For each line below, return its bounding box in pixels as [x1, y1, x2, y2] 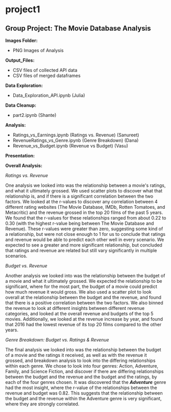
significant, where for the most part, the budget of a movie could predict [5, 283, 157, 289]
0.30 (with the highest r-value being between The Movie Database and [5, 221, 154, 226]
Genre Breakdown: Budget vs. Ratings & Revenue [5, 337, 109, 343]
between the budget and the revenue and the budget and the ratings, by [5, 374, 157, 380]
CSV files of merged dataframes [12, 72, 81, 79]
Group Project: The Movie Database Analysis [5, 24, 152, 33]
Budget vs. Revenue [5, 263, 47, 269]
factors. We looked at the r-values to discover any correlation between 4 [5, 199, 158, 205]
